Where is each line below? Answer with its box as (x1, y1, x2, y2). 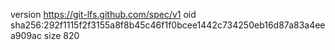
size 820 (43, 30, 80, 41)
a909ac (10, 30, 42, 41)
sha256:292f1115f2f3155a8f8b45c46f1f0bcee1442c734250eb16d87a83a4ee (10, 19, 326, 31)
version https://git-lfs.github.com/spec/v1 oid (10, 9, 197, 20)
